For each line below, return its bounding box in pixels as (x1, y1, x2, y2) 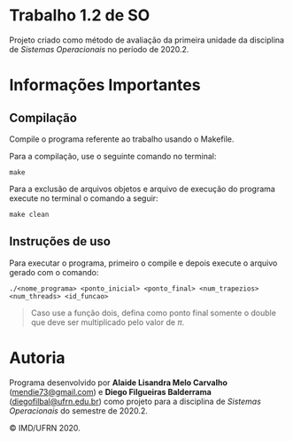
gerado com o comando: (9, 267, 99, 277)
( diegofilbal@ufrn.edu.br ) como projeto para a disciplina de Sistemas (9, 396, 261, 406)
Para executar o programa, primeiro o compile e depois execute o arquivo (9, 258, 278, 268)
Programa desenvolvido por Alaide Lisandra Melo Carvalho (9, 377, 228, 388)
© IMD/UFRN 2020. (9, 422, 81, 433)
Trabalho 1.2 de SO (9, 5, 150, 26)
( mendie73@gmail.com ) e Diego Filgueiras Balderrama (9, 386, 212, 397)
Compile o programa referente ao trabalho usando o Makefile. (9, 134, 235, 144)
